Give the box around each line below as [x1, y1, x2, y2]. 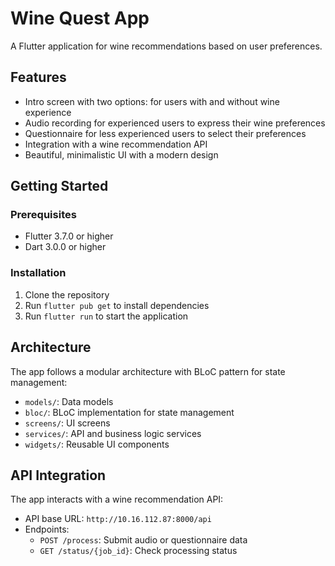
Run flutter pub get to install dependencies [24, 299, 210, 311]
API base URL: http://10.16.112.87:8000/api [24, 513, 212, 525]
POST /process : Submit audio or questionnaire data [39, 534, 248, 546]
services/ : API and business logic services [24, 427, 202, 439]
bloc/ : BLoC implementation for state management [24, 406, 235, 418]
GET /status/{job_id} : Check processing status [39, 545, 238, 557]
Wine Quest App [10, 7, 150, 30]
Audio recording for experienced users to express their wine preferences [24, 117, 326, 129]
